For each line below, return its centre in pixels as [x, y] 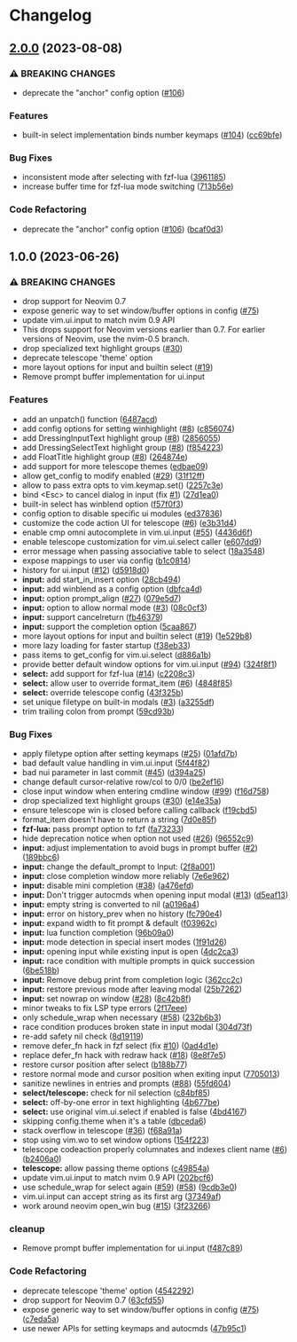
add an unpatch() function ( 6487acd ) [90, 419]
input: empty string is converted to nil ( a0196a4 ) [110, 905]
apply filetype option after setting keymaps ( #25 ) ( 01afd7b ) [129, 754]
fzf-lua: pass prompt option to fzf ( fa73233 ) [103, 829]
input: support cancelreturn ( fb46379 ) [93, 616]
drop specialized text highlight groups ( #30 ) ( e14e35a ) [121, 801]
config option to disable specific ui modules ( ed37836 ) [122, 513]
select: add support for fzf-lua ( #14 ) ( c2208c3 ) [109, 673]
